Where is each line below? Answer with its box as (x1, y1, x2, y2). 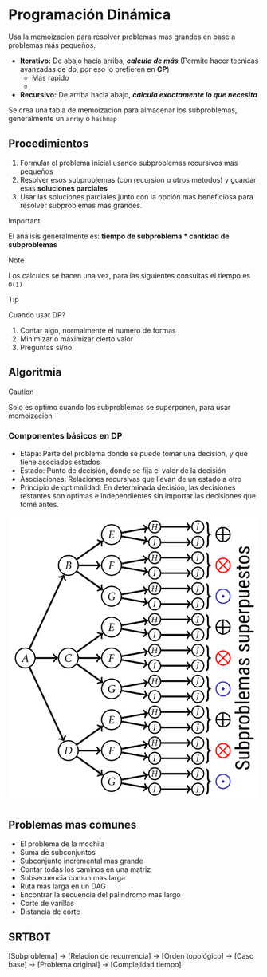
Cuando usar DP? (8, 309, 66, 320)
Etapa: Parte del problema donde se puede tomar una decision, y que (19, 448, 249, 458)
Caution (8, 387, 34, 396)
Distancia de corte (19, 907, 80, 916)
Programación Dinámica (8, 6, 171, 24)
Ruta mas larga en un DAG (19, 881, 106, 891)
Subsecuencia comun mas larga (19, 873, 126, 883)
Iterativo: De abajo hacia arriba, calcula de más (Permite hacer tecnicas (19, 56, 259, 65)
